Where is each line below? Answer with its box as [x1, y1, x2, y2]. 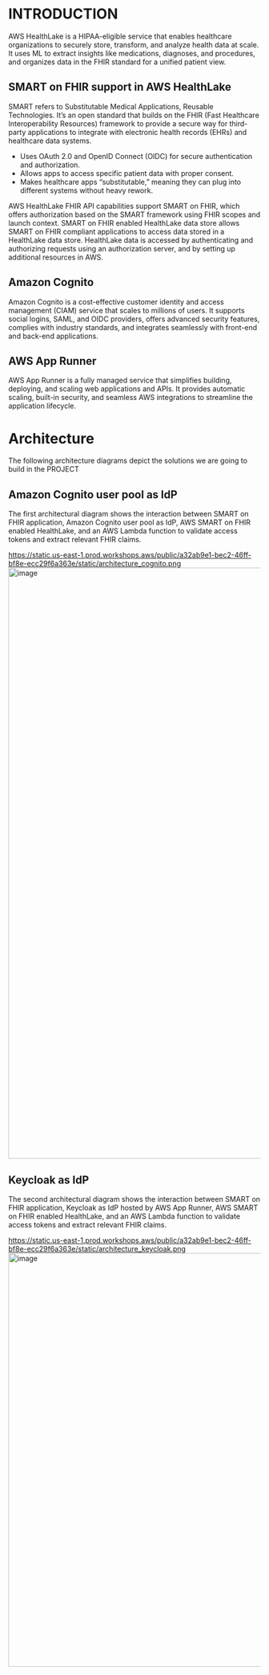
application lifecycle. [8, 401, 76, 411]
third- [229, 118, 248, 129]
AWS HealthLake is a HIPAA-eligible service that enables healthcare [8, 31, 232, 41]
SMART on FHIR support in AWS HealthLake [8, 80, 232, 94]
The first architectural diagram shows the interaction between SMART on [8, 509, 250, 519]
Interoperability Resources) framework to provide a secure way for [8, 118, 228, 129]
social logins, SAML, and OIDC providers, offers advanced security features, [8, 314, 260, 324]
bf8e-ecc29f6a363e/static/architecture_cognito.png [8, 559, 182, 569]
